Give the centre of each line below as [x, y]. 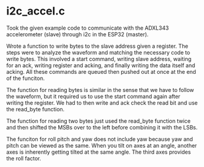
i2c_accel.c [36, 11]
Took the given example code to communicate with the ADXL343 [87, 28]
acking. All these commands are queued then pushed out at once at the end [101, 71]
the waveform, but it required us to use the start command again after [93, 96]
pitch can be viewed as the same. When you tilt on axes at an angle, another [102, 145]
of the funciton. [25, 78]
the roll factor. [24, 158]
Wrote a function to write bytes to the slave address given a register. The [97, 46]
